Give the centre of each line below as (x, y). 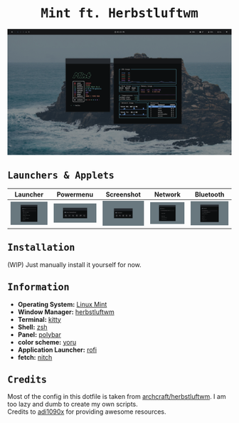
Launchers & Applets (61, 175)
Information (38, 287)
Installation (41, 248)
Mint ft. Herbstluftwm (119, 14)
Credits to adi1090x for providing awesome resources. (87, 412)
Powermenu (75, 194)
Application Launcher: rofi (57, 350)
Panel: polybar (39, 334)
